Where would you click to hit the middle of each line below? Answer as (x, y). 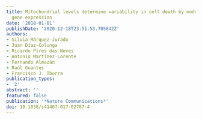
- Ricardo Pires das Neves (40, 51)
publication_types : (31, 79)
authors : (17, 34)
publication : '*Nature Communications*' (58, 101)
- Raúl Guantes (25, 68)
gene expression (32, 17)
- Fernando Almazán (31, 62)
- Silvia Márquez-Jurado (37, 40)
